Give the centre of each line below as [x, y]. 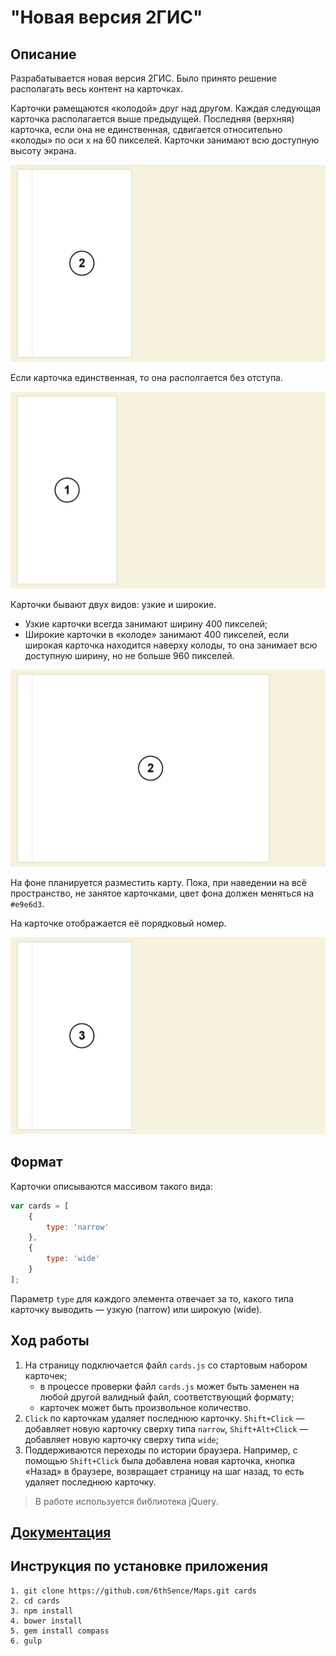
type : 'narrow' [78, 1227]
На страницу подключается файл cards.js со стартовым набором [166, 1365]
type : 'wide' [73, 1259]
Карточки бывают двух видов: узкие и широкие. [113, 604]
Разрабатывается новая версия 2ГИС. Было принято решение [143, 78]
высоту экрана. [43, 150]
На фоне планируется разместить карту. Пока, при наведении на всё [158, 882]
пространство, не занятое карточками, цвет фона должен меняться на [162, 893]
